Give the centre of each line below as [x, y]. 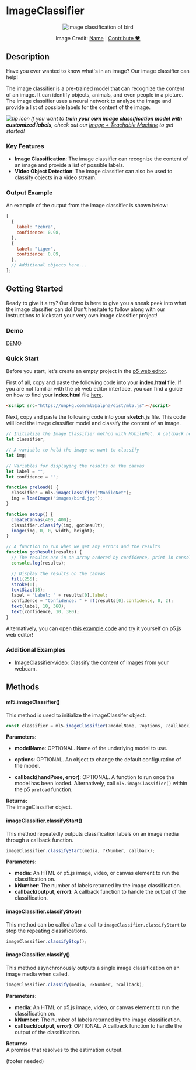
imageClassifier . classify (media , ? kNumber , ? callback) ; [75, 984]
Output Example [29, 193]
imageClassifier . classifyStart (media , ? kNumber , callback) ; [81, 850]
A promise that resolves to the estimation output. [65, 1050]
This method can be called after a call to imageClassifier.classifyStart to [96, 924]
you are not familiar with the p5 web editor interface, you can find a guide [94, 389]
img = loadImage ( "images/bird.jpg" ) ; [57, 498]
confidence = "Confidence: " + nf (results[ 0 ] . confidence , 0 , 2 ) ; [92, 601]
